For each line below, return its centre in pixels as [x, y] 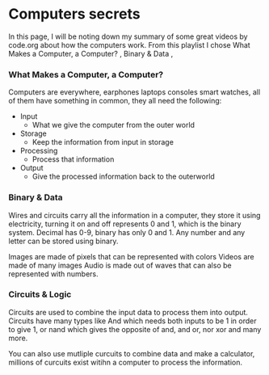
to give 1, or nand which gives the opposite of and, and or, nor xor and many [135, 329]
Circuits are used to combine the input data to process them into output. [128, 312]
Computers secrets [74, 14]
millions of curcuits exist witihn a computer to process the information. [126, 362]
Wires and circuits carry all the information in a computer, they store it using [134, 215]
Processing [39, 151]
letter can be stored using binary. [63, 241]
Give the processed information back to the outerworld [124, 177]
